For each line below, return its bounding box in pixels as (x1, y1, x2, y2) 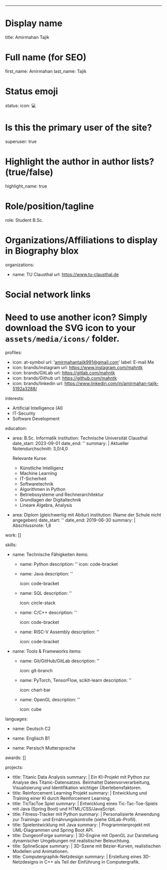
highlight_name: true (5, 183, 47, 189)
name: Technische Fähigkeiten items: (12, 551, 88, 557)
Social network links (5, 289, 91, 300)
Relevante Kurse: (12, 455, 47, 461)
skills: (5, 541, 17, 547)
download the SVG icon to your (5, 322, 136, 334)
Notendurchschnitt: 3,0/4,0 (12, 445, 68, 451)
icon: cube (19, 706, 42, 712)
